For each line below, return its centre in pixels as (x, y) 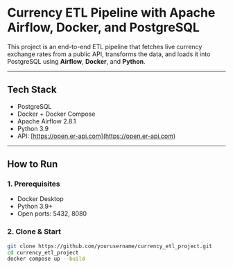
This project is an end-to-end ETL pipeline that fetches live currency (105, 46)
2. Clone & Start (34, 232)
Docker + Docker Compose (56, 114)
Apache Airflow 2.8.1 (46, 121)
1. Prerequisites (34, 184)
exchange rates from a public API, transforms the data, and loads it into (109, 54)
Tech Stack (32, 90)
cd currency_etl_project (43, 252)
